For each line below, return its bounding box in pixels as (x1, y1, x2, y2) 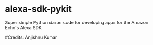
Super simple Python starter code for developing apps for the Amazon (5, 20, 149, 25)
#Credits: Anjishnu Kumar (5, 34, 57, 40)
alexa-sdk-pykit (5, 3, 72, 15)
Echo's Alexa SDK (5, 24, 42, 30)
